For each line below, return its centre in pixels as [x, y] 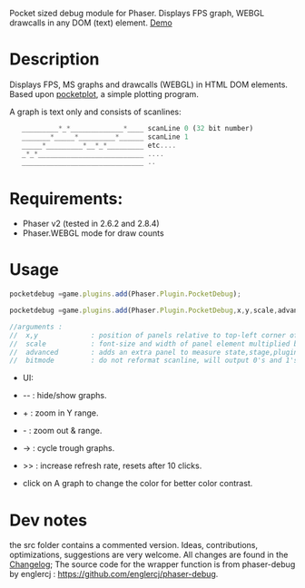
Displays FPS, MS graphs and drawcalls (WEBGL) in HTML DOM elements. [149, 84]
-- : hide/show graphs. [64, 396]
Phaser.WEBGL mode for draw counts [93, 233]
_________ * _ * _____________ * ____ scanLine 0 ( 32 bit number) [138, 128]
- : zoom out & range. [62, 431]
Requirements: [66, 198]
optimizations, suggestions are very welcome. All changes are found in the [149, 555]
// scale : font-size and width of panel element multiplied [150, 344]
